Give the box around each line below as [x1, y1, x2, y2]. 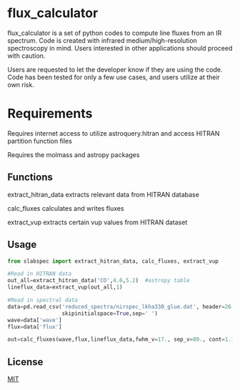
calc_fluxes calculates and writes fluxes [7, 204, 124, 212]
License [7, 356, 44, 368]
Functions [7, 171, 54, 184]
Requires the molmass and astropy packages [7, 150, 140, 159]
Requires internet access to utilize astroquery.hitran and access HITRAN [7, 129, 220, 137]
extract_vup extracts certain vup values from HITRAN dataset [7, 218, 188, 226]
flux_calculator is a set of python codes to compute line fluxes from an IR [7, 29, 222, 37]
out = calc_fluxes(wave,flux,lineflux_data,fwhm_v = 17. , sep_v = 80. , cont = [7, 336, 225, 344]
